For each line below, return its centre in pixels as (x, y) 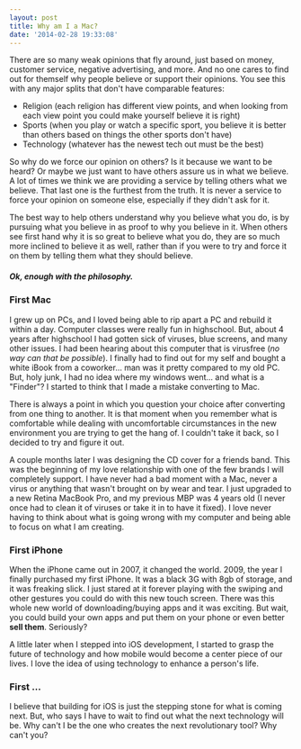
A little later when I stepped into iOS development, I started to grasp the (142, 645)
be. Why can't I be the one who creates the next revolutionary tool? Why (143, 726)
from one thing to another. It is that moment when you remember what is (143, 413)
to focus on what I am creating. (67, 527)
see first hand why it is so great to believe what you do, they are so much (145, 237)
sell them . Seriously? (49, 627)
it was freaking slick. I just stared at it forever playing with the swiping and (146, 589)
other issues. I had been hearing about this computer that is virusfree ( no (145, 348)
